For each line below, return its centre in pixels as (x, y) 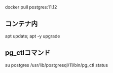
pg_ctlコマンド (28, 53)
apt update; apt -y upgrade (33, 36)
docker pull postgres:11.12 (31, 7)
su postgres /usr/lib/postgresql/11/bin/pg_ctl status (56, 65)
